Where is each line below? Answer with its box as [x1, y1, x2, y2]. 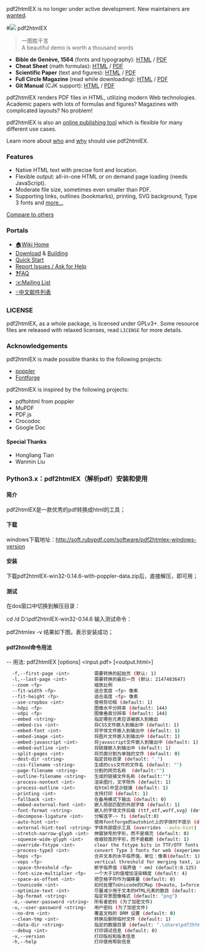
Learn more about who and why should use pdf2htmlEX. [6, 138, 149, 144]
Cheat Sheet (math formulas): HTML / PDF [15, 63, 124, 69]
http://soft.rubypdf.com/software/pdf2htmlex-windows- [55, 535, 197, 543]
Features [6, 152, 34, 161]
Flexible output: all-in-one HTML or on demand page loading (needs [15, 173, 188, 180]
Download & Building [15, 249, 69, 257]
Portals [6, 227, 29, 235]
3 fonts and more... [15, 199, 64, 206]
